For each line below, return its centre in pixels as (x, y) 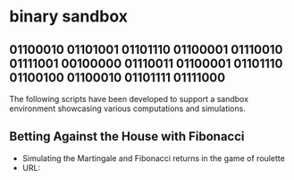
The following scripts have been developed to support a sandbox (129, 99)
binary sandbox (68, 17)
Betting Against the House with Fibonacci (127, 137)
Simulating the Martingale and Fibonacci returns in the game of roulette (154, 158)
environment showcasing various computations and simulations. (127, 108)
